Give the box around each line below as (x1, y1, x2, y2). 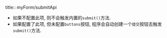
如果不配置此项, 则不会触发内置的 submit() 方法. (12, 15, 111, 21)
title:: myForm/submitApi (5, 5, 57, 10)
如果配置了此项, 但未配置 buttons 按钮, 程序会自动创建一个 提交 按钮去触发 (12, 21, 162, 27)
